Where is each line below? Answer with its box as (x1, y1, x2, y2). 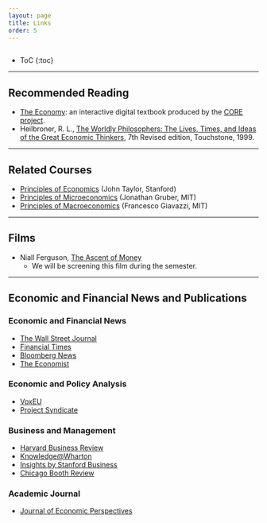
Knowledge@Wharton (19, 451, 93, 461)
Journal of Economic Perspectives (19, 506, 133, 516)
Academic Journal (8, 488, 81, 499)
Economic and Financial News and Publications (8, 292, 248, 305)
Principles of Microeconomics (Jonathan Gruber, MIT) (19, 192, 197, 202)
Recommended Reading (8, 86, 130, 99)
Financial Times (19, 342, 72, 351)
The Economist (19, 358, 70, 368)
